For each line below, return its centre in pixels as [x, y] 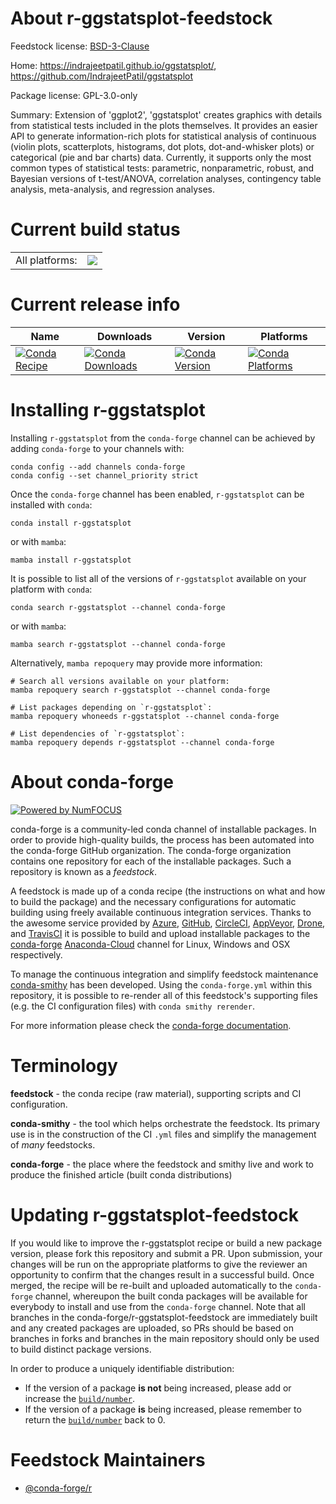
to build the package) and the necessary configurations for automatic [153, 901]
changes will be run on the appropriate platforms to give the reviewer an [159, 1264]
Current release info [95, 304]
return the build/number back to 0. [95, 1419]
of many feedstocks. [53, 1144]
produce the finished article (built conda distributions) [121, 1174]
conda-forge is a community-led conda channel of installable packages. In [163, 829]
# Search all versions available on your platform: [120, 681]
